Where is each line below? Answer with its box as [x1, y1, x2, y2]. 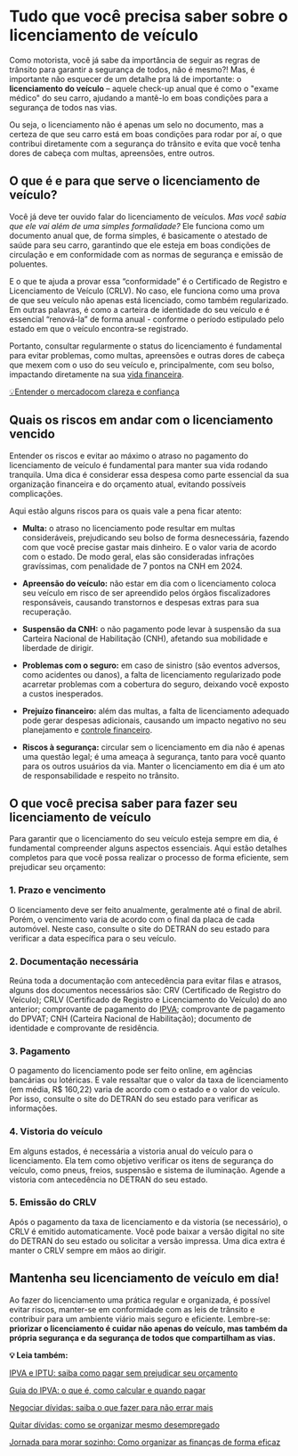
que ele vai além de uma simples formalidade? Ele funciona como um [9, 220, 265, 231]
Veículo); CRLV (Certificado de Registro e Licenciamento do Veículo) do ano [9, 994, 287, 1005]
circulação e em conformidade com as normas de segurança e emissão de [9, 249, 284, 259]
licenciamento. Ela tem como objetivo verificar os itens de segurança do [9, 1155, 274, 1165]
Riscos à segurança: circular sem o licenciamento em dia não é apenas [21, 742, 286, 753]
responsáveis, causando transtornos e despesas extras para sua [21, 596, 260, 607]
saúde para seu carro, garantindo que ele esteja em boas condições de [9, 239, 271, 251]
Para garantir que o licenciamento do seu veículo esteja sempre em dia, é [9, 834, 278, 844]
